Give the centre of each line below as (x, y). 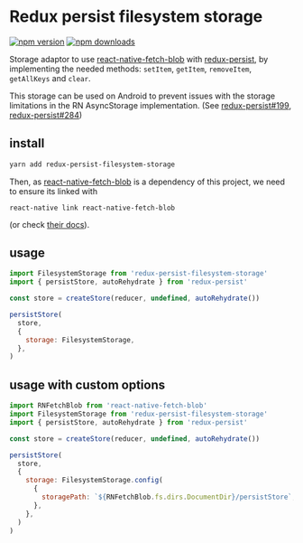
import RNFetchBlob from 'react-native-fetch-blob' (108, 406)
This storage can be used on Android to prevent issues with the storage (142, 96)
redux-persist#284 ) (46, 115)
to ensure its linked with (53, 191)
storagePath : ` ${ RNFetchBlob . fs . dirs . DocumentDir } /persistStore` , (169, 497)
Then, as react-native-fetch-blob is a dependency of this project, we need (147, 182)
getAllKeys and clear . (50, 78)
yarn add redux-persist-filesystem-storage (92, 164)
